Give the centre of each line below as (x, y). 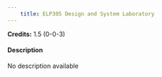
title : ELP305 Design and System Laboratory (87, 14)
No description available (43, 66)
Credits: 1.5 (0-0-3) (36, 34)
